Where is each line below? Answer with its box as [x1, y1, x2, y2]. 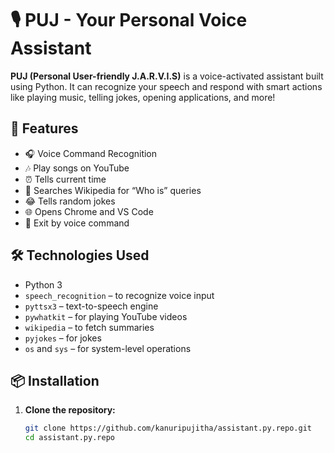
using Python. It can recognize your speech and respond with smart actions [10, 80, 323, 92]
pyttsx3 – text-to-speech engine [24, 300, 159, 312]
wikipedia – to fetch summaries [24, 321, 155, 333]
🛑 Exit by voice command [24, 217, 130, 229]
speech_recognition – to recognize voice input [24, 289, 215, 301]
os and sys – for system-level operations [24, 342, 192, 354]
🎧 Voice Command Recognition [24, 147, 158, 159]
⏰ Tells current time [24, 173, 107, 185]
